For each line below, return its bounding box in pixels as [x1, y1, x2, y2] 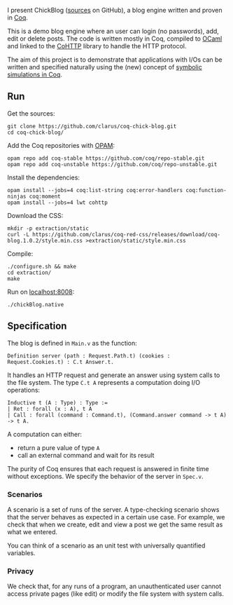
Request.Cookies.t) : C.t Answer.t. [7, 358, 114, 365]
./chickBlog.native [7, 301, 64, 308]
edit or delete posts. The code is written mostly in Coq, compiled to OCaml [7, 34, 223, 43]
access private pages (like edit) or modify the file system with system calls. [7, 590, 225, 598]
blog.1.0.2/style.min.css [7, 237, 83, 244]
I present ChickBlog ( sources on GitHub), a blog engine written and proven [7, 6, 223, 14]
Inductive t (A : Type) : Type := [7, 399, 108, 406]
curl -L [7, 231, 30, 238]
